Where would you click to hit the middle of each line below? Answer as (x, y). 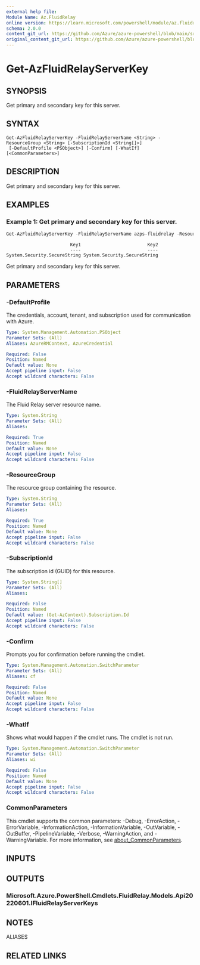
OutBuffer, (19, 833)
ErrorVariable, (23, 827)
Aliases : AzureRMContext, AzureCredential (60, 344)
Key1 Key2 (114, 245)
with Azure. (20, 321)
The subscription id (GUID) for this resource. (61, 571)
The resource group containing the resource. (61, 488)
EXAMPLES (28, 205)
